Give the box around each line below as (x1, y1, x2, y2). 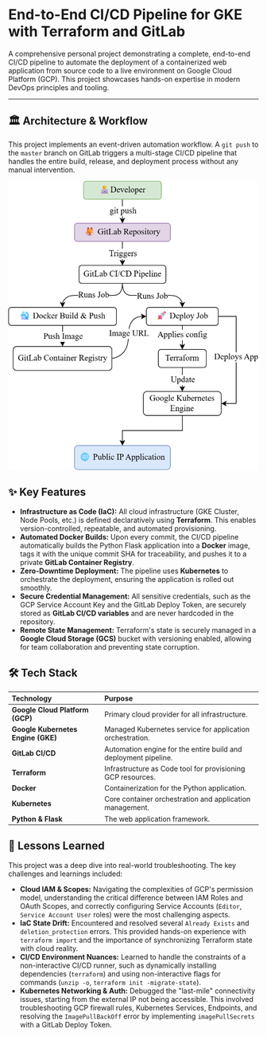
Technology (11, 693, 52, 703)
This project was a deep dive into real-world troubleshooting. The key (8, 860, 237, 870)
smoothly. (19, 583, 52, 592)
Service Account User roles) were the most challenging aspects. (19, 909, 230, 919)
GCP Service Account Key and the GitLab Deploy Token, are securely (19, 599, 246, 609)
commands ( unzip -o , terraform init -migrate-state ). (19, 977, 201, 987)
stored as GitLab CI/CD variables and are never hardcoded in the (19, 608, 234, 618)
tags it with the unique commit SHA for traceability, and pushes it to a (19, 548, 247, 559)
